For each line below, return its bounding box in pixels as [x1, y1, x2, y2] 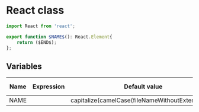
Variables [6, 61, 43, 71]
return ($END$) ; [17, 39, 57, 45]
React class [6, 4, 65, 17]
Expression [32, 82, 65, 91]
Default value [124, 82, 163, 91]
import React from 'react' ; [6, 23, 76, 29]
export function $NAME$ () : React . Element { [6, 34, 113, 40]
